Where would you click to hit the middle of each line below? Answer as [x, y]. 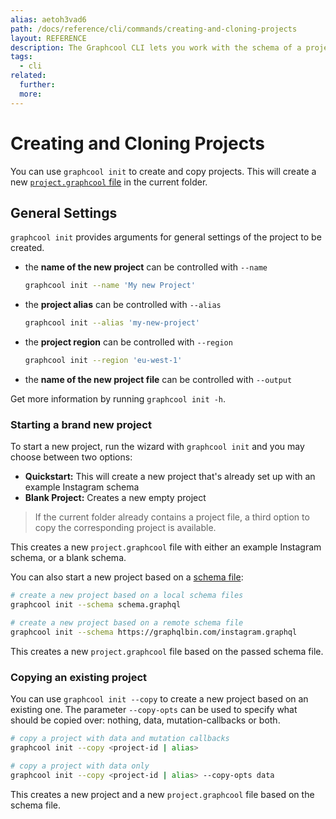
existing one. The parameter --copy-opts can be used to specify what [154, 710]
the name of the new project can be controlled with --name [146, 267]
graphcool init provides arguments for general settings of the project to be [166, 237]
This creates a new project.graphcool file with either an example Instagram [166, 547]
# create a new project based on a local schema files [127, 596]
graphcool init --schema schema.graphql [96, 605]
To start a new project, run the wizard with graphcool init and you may [157, 447]
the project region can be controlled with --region [128, 342]
